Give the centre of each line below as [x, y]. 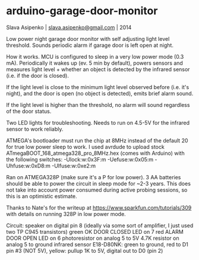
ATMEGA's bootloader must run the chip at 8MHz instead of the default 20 [97, 140]
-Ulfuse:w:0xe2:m [74, 166]
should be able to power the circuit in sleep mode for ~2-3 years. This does [99, 183]
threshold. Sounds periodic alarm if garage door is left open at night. [90, 45]
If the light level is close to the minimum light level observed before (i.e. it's [98, 87]
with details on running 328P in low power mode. [66, 214]
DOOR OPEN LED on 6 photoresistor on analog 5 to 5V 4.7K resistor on [93, 238]
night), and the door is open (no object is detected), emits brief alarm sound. [100, 93]
